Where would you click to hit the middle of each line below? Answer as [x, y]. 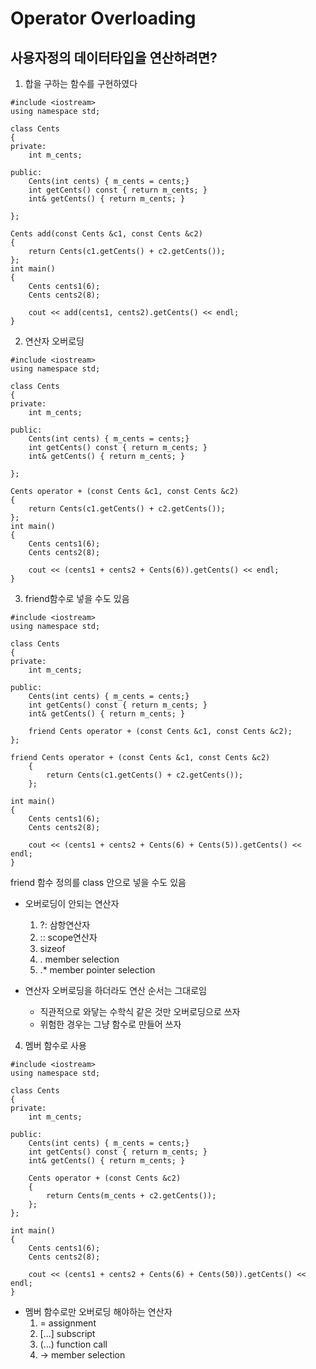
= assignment [68, 1323]
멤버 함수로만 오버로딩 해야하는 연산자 [98, 1311]
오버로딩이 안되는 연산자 [72, 903]
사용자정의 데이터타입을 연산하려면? [114, 57]
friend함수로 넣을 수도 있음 [77, 598]
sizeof [52, 948]
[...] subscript [67, 1333]
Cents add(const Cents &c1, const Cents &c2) [106, 234]
